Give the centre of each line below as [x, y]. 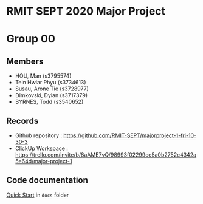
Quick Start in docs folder [38, 195]
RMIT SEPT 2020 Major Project [86, 11]
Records [22, 121]
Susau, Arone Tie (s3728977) [52, 89]
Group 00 [31, 39]
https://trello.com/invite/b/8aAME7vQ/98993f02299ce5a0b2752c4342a [106, 155]
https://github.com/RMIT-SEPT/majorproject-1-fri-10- [130, 135]
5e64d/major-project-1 [43, 161]
